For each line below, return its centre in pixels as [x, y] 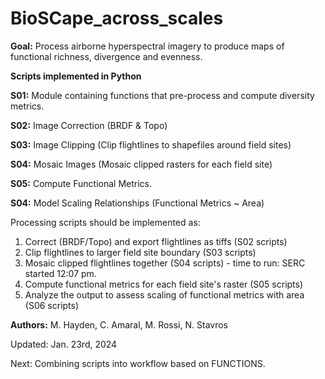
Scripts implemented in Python [76, 76]
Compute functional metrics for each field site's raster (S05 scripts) [164, 284]
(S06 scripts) [52, 305]
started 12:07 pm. [60, 273]
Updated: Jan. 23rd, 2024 [64, 344]
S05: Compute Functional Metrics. [81, 183]
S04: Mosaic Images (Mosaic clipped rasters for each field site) [141, 164]
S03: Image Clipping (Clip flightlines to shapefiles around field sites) [151, 144]
